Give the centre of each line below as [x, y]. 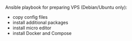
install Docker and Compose [42, 33]
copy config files [30, 17]
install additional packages [40, 23]
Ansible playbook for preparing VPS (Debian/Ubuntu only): [66, 7]
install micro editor [32, 28]
